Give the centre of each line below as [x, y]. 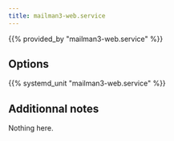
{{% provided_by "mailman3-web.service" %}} [86, 39]
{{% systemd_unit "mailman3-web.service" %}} [87, 83]
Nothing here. [31, 128]
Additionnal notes [54, 108]
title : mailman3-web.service [57, 16]
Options [29, 64]
